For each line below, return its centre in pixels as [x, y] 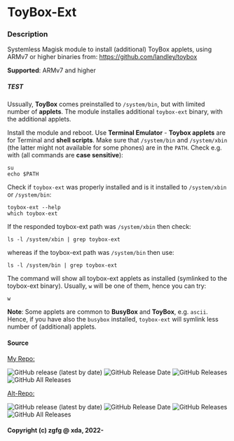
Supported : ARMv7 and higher [51, 70]
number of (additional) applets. [52, 327]
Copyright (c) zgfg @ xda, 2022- [55, 430]
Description [28, 34]
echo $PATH [23, 174]
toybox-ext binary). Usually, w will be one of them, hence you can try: [107, 286]
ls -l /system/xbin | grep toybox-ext [64, 239]
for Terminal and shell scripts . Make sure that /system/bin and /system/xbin [117, 140]
